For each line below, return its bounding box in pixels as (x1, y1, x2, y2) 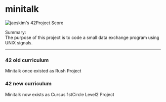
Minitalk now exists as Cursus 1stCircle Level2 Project (5, 91, 115, 97)
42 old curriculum (5, 57, 49, 64)
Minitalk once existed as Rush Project (5, 68, 82, 74)
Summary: (5, 29, 26, 35)
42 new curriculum (5, 80, 52, 87)
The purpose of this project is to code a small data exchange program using (5, 34, 160, 40)
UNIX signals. (5, 39, 33, 45)
